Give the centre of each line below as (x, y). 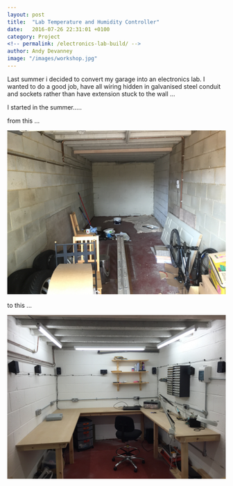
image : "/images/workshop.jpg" (52, 59)
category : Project (34, 37)
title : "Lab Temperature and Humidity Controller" (83, 22)
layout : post (26, 15)
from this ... (24, 121)
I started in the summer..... (44, 107)
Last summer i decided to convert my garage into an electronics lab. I (106, 79)
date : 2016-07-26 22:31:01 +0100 (59, 29)
